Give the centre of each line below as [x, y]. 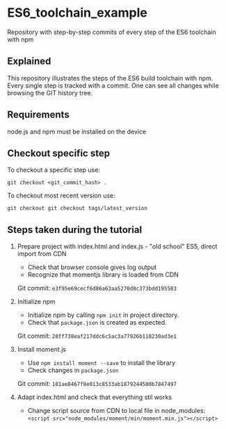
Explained [29, 62]
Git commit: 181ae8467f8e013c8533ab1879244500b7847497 [97, 384]
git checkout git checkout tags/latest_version [78, 209]
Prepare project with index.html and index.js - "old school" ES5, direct [117, 246]
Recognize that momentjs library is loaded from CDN [103, 275]
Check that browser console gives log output [92, 267]
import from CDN [42, 254]
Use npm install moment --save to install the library [102, 363]
